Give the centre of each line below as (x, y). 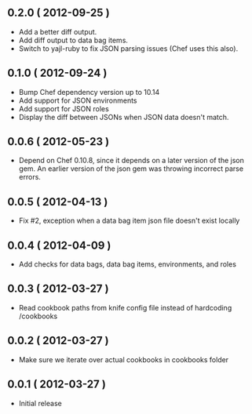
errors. (29, 177)
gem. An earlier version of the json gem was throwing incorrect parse (131, 169)
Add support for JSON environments (78, 100)
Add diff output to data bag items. (73, 40)
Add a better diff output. (58, 31)
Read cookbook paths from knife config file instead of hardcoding (125, 307)
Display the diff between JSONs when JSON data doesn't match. (124, 117)
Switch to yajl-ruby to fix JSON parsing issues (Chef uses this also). (128, 48)
